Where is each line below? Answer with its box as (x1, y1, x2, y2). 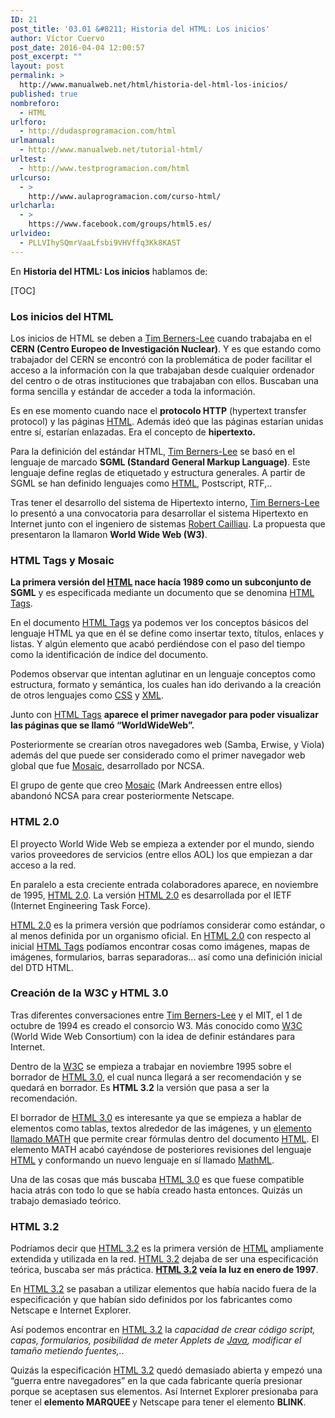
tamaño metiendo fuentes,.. (10, 1345, 125, 1357)
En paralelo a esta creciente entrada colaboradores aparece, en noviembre (10, 878, 319, 890)
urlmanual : (10, 136, 56, 146)
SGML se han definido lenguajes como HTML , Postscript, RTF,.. (10, 477, 273, 489)
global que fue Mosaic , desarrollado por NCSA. (10, 760, 205, 772)
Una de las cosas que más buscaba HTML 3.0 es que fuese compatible (10, 1173, 305, 1185)
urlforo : (10, 117, 47, 127)
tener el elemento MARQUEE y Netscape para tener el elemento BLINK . (10, 1396, 307, 1408)
